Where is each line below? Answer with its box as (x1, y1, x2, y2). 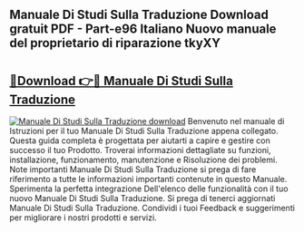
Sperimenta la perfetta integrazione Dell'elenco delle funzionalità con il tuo (9, 183, 289, 194)
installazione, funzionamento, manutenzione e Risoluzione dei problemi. (9, 154, 279, 165)
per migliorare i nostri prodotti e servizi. (9, 212, 157, 223)
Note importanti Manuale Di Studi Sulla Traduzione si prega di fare (9, 164, 257, 175)
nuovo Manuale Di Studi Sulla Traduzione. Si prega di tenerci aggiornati (9, 193, 276, 203)
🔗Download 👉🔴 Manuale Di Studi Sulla (9, 72, 233, 89)
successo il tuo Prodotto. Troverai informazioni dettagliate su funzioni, (9, 145, 271, 155)
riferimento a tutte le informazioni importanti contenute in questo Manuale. (9, 174, 288, 184)
